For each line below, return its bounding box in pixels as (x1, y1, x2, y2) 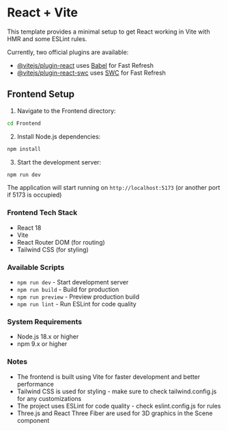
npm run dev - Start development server (16, 278, 129, 286)
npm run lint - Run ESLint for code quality (16, 299, 137, 308)
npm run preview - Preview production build (16, 293, 140, 301)
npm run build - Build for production (16, 285, 119, 293)
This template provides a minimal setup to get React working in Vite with (7, 27, 210, 36)
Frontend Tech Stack (7, 208, 78, 217)
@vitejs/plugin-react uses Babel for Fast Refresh (16, 61, 154, 69)
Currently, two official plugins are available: (7, 48, 129, 56)
